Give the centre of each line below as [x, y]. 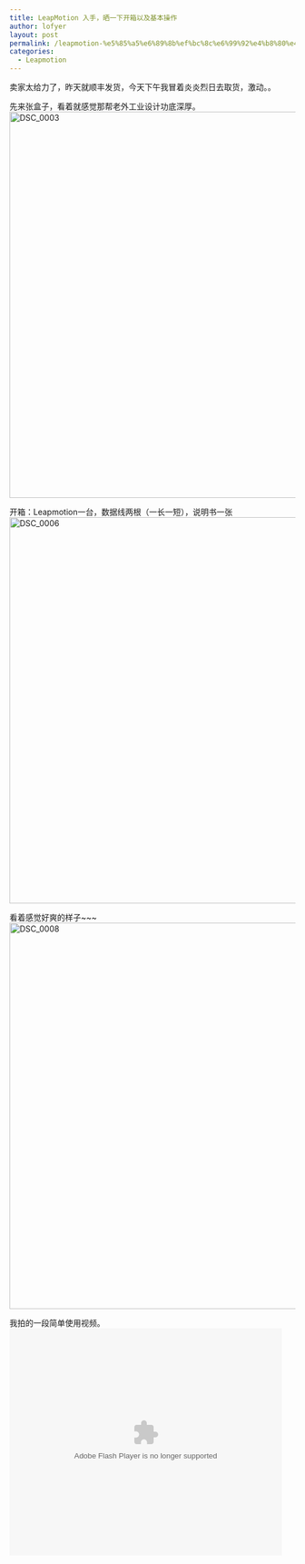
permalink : [30, 43]
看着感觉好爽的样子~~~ [53, 917]
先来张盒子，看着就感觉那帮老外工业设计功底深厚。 [105, 106]
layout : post [34, 35]
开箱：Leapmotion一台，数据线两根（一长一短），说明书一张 [121, 512]
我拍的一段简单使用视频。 [57, 1323]
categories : [32, 52]
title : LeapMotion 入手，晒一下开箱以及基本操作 [93, 18]
